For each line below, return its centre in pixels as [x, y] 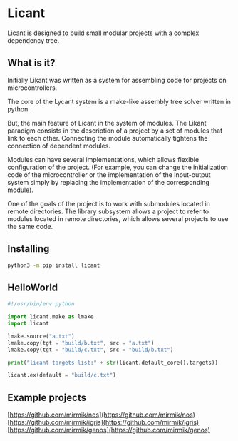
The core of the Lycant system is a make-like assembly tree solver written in [119, 101]
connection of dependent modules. [59, 146]
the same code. [30, 226]
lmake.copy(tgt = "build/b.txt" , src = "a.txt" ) [81, 343]
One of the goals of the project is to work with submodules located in [109, 203]
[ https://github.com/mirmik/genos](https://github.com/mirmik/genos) [109, 430]
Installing [29, 249]
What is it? [31, 63]
